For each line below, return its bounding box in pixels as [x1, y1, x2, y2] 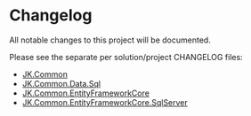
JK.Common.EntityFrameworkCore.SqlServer [21, 97, 189, 107]
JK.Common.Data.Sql [21, 78, 101, 89]
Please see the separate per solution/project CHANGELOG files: [9, 51, 243, 62]
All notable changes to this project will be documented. [9, 35, 211, 45]
